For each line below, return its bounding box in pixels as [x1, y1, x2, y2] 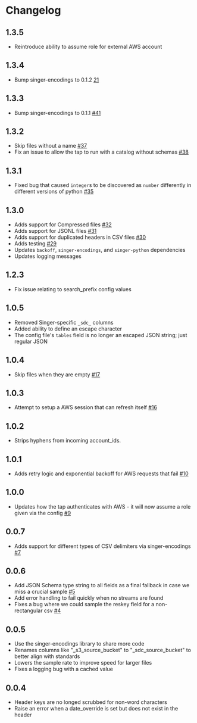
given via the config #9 [14, 509, 71, 516]
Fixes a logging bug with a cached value [14, 665, 114, 673]
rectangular [14, 607, 43, 614]
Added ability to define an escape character [14, 325, 123, 332]
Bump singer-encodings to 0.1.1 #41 [14, 109, 101, 116]
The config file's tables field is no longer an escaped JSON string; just [14, 331, 187, 338]
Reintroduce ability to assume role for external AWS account [14, 43, 162, 50]
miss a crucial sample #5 [14, 588, 76, 596]
